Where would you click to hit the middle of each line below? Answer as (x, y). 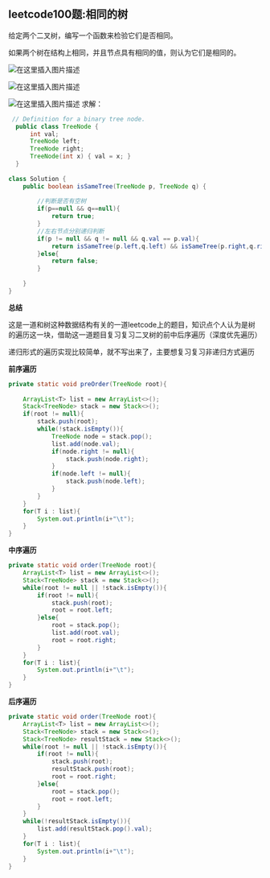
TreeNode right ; (57, 149)
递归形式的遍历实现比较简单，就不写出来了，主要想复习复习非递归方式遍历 (131, 352)
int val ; (44, 134)
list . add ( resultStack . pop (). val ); (95, 829)
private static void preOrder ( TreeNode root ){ (88, 384)
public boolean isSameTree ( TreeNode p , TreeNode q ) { (115, 186)
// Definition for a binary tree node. (79, 119)
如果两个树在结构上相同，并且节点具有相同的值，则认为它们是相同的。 (125, 52)
